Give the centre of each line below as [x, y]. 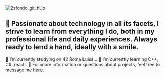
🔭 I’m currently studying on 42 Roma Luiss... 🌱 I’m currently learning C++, [82, 59]
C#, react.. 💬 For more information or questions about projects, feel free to [83, 64]
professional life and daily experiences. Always [81, 40]
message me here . [25, 70]
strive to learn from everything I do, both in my [80, 31]
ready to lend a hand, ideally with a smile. [72, 47]
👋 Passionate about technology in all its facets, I [82, 23]
